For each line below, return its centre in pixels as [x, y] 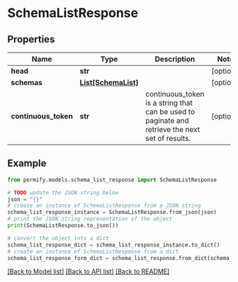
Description [175, 59]
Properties [31, 39]
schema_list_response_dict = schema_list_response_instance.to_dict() [114, 245]
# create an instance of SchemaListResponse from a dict [93, 252]
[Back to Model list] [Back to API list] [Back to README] [89, 271]
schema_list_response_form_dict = [58, 258]
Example [27, 163]
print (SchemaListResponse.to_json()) [63, 226]
